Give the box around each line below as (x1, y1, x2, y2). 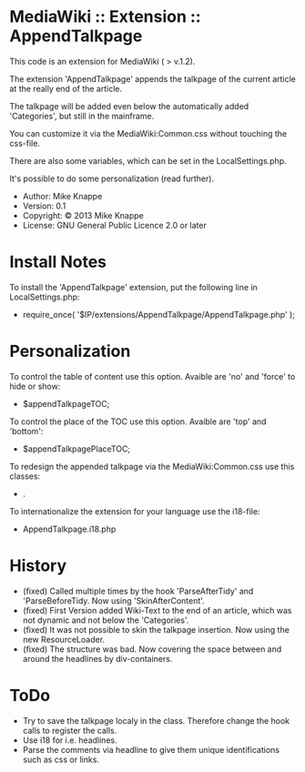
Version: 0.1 (22, 200, 66, 211)
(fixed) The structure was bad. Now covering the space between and (22, 644, 282, 655)
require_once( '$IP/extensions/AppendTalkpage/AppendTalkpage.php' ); (22, 309, 296, 320)
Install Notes (9, 252, 107, 272)
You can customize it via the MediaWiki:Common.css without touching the (9, 127, 288, 138)
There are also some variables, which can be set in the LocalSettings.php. (9, 155, 287, 166)
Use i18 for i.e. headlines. (22, 735, 117, 746)
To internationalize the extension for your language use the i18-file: (9, 505, 260, 516)
